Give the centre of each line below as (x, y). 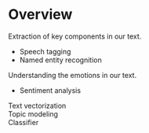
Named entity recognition (60, 60)
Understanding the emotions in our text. (73, 75)
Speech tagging (45, 51)
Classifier (24, 122)
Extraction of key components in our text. (75, 36)
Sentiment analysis (50, 90)
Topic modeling (33, 114)
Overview (40, 15)
